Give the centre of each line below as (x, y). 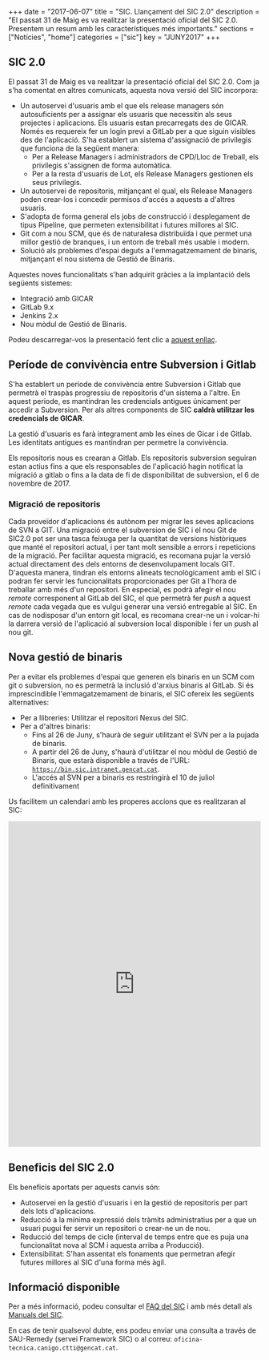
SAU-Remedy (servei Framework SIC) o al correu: (90, 1339)
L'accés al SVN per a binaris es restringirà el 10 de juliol (123, 777)
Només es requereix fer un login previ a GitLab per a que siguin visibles (138, 131)
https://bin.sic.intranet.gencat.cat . (96, 769)
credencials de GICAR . (46, 418)
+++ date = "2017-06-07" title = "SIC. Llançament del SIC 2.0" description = (134, 12)
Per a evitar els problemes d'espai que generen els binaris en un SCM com (131, 676)
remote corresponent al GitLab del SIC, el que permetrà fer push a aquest (129, 598)
